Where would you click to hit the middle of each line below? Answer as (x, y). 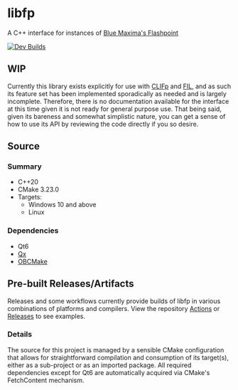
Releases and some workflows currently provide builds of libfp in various (114, 301)
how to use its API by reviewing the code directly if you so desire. (103, 124)
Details (20, 334)
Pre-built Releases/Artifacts (71, 284)
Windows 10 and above (62, 205)
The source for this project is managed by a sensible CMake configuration (116, 349)
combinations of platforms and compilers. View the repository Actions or (114, 308)
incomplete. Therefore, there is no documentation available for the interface (118, 101)
